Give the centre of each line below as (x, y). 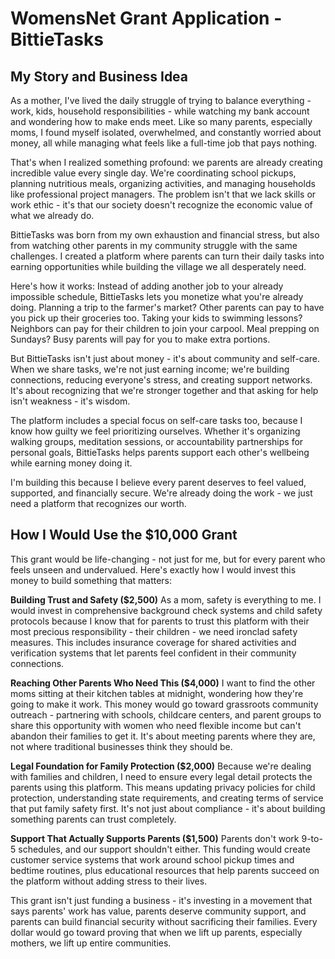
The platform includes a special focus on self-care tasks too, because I (156, 420)
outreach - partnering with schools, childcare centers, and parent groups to (166, 714)
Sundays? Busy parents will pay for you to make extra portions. (140, 339)
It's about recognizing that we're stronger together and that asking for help (164, 390)
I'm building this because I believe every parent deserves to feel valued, (158, 482)
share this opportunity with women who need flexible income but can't (156, 725)
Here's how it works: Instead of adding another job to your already (147, 286)
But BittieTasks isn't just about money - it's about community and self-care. (165, 358)
